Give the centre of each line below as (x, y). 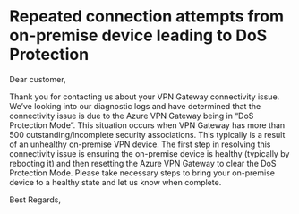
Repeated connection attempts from (147, 17)
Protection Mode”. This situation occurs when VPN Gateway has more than (147, 125)
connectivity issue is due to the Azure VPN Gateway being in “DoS (132, 116)
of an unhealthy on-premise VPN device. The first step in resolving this (140, 144)
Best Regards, (35, 200)
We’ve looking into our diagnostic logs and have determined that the (135, 106)
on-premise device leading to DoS (138, 35)
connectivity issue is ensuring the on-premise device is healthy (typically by (149, 153)
